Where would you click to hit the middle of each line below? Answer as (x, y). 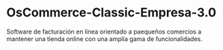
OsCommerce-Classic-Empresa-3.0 (112, 13)
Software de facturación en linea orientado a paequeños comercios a (104, 32)
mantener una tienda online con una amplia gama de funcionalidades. (105, 38)
